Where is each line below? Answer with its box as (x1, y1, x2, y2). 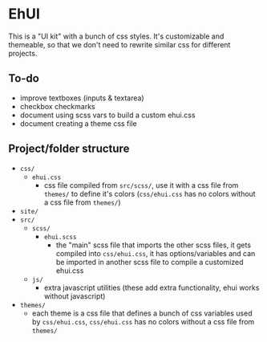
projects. (8, 48, 38, 58)
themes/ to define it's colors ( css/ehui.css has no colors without (43, 189, 256, 198)
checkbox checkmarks (19, 101, 95, 111)
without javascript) (43, 291, 106, 301)
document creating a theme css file (19, 118, 138, 128)
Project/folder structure (8, 142, 130, 156)
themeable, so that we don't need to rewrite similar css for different (8, 39, 231, 49)
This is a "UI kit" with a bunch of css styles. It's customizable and (8, 31, 225, 41)
